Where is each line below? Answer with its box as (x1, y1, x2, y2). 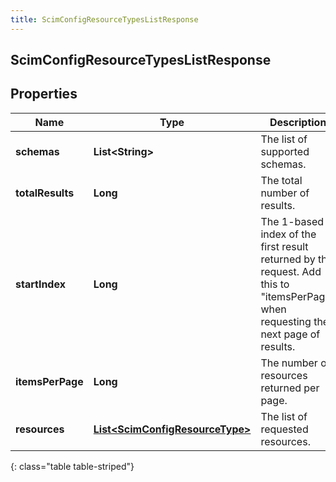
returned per (260, 381, 320, 395)
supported (260, 144, 310, 158)
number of (260, 186, 310, 200)
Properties (10, 86, 78, 103)
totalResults (15, 186, 75, 200)
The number (260, 356, 318, 370)
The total (260, 173, 303, 187)
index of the (260, 227, 317, 241)
